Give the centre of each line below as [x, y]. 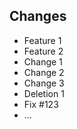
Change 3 [44, 83]
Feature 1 [42, 40]
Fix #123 [41, 104]
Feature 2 [43, 51]
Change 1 [43, 61]
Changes [38, 16]
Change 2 [44, 72]
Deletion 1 [44, 93]
